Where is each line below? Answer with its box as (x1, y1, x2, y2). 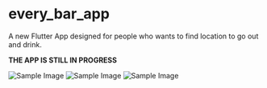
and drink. (8, 39, 43, 49)
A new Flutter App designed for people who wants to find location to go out (8, 31, 259, 41)
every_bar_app (8, 5, 111, 23)
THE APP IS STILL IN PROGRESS (8, 55, 117, 65)
